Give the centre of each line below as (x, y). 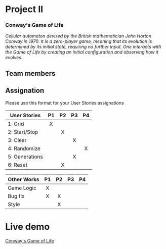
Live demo (28, 227)
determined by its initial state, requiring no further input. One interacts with (83, 47)
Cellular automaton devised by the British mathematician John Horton (78, 36)
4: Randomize (24, 148)
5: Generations (25, 157)
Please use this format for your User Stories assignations (65, 103)
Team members (30, 73)
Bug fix (16, 196)
